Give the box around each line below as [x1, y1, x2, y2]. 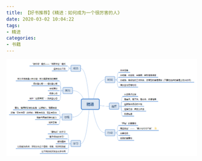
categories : [6, 35, 36, 42]
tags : [6, 22, 20, 28]
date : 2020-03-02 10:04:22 [6, 16, 74, 22]
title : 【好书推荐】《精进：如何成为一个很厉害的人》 [6, 10, 122, 16]
